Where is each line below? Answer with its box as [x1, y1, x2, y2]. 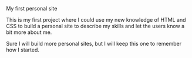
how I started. [6, 46, 40, 53]
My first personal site [6, 5, 58, 12]
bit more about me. [6, 29, 52, 36]
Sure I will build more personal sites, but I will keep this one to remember [6, 40, 182, 47]
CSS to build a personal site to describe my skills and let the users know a [6, 23, 185, 29]
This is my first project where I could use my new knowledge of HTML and [6, 16, 186, 23]
